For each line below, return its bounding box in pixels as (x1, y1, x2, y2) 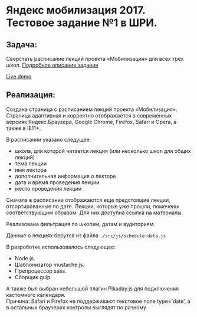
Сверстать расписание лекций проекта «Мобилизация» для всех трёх (6, 55, 184, 62)
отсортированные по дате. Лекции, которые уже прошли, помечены (6, 202, 179, 210)
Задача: (6, 40, 37, 50)
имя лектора (14, 166, 47, 173)
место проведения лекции (14, 185, 82, 192)
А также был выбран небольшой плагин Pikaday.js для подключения (6, 285, 179, 292)
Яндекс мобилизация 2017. (6, 4, 146, 17)
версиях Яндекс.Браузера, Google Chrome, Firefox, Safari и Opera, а (6, 118, 177, 125)
